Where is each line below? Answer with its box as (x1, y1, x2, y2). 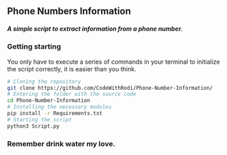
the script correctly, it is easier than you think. (7, 64, 136, 73)
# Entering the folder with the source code (7, 91, 136, 98)
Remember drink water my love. (7, 139, 116, 148)
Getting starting (7, 42, 62, 51)
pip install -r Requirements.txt (7, 110, 103, 117)
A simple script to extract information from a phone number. (7, 24, 183, 33)
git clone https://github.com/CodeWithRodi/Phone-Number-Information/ (7, 84, 213, 91)
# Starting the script (7, 116, 72, 123)
